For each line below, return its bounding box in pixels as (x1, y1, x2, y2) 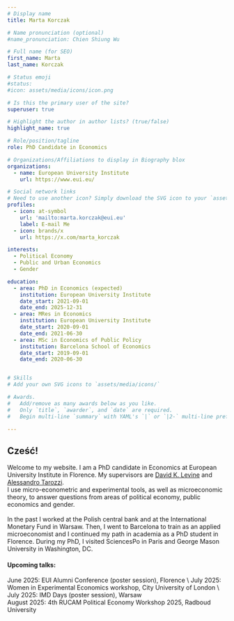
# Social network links (7, 189, 77, 196)
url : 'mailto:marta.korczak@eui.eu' (19, 214, 127, 221)
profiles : (7, 201, 36, 209)
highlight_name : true (7, 125, 70, 132)
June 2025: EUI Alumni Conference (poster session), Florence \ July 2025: (7, 576, 221, 585)
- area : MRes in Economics (13, 310, 92, 317)
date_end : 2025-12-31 (19, 304, 82, 311)
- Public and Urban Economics (13, 259, 101, 267)
